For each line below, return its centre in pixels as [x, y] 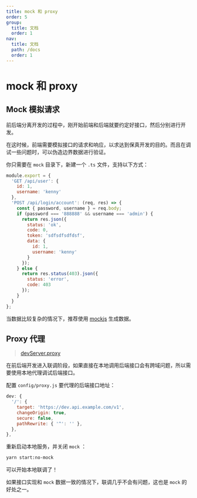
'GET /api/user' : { [35, 181]
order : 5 [17, 17]
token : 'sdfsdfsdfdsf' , [56, 235]
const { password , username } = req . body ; [69, 208]
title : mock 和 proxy [32, 11]
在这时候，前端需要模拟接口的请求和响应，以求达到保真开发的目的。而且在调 [98, 144]
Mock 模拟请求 [33, 110]
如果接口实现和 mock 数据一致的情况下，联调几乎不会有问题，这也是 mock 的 [97, 482]
